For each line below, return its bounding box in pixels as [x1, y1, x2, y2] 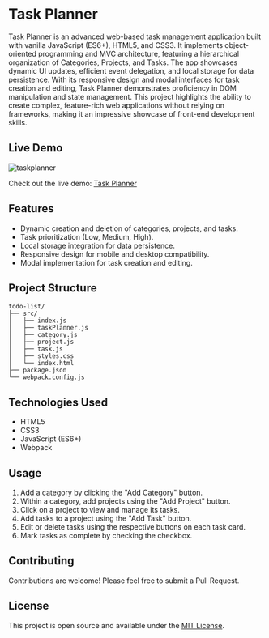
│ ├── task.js [8, 345, 63, 353]
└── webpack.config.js [8, 373, 85, 381]
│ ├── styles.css [8, 352, 75, 360]
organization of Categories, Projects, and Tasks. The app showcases [8, 57, 238, 67]
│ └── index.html [8, 359, 75, 368]
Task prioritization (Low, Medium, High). [19, 232, 154, 241]
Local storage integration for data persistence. [19, 240, 176, 250]
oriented [8, 49, 36, 58]
